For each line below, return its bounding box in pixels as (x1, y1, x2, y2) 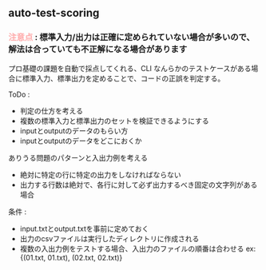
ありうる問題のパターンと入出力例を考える (8, 153, 148, 162)
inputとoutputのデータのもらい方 (19, 125, 129, 135)
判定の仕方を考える (19, 105, 84, 115)
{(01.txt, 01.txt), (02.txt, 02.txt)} (19, 252, 123, 262)
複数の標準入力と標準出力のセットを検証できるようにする (19, 116, 209, 125)
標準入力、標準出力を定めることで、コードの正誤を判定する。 (22, 73, 225, 83)
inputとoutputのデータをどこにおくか (19, 136, 142, 145)
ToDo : (8, 89, 30, 99)
